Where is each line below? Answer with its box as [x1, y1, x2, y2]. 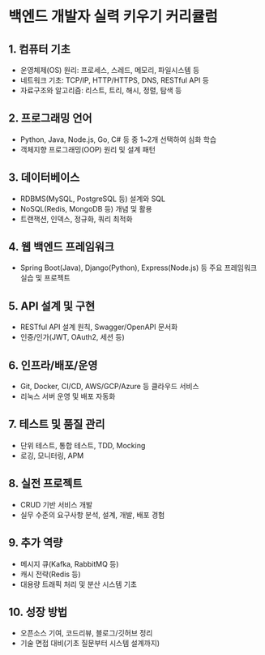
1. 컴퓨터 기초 [8, 42, 71, 56]
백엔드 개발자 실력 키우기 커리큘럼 [8, 7, 218, 26]
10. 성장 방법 [8, 605, 68, 619]
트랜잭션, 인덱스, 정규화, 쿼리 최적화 [19, 214, 133, 224]
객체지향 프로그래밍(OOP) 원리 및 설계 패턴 [19, 144, 156, 154]
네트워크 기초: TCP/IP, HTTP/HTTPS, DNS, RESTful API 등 [19, 75, 209, 85]
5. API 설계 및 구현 [8, 299, 96, 313]
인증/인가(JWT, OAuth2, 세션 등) [19, 332, 126, 342]
